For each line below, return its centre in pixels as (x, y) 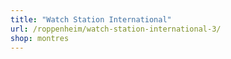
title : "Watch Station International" (91, 19)
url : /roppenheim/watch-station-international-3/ (116, 29)
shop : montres (40, 38)
